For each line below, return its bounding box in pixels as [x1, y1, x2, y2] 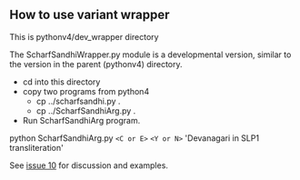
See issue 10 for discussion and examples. [9, 159, 168, 171]
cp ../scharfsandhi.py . [35, 95, 121, 106]
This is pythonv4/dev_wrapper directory [9, 31, 159, 42]
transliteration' [9, 142, 64, 153]
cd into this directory [22, 76, 101, 87]
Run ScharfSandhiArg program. [22, 115, 141, 125]
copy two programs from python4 [22, 85, 150, 96]
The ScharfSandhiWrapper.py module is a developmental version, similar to [9, 49, 292, 60]
